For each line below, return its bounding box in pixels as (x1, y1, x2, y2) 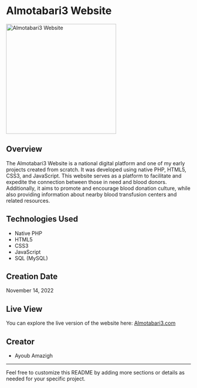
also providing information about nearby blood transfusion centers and (6, 190, 177, 198)
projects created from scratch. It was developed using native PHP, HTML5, (6, 166, 186, 173)
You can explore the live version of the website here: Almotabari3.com (6, 319, 176, 326)
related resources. (6, 197, 50, 204)
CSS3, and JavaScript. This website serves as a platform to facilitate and (6, 172, 182, 179)
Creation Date (6, 271, 58, 281)
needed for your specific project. (6, 375, 86, 382)
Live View (6, 304, 43, 314)
